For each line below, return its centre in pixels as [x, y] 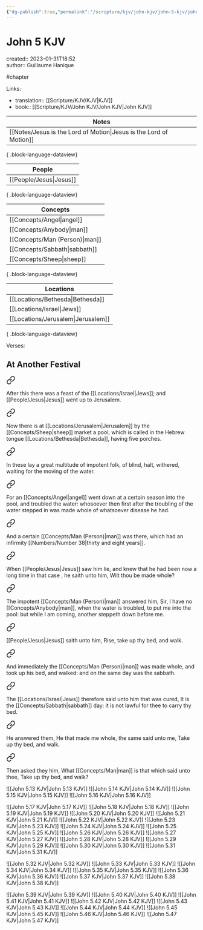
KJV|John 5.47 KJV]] [33, 920]
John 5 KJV [36, 41]
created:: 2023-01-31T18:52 [41, 59]
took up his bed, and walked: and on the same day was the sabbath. [91, 673]
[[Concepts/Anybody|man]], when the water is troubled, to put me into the [99, 608]
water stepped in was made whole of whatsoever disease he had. [88, 510]
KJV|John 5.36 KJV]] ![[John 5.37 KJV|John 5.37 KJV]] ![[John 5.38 [91, 877]
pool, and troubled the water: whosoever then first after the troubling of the [100, 504]
